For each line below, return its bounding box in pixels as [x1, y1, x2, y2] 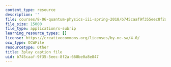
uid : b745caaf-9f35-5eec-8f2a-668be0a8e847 [5, 54, 99, 59]
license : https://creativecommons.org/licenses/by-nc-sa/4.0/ [5, 36, 140, 41]
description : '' [5, 12, 40, 17]
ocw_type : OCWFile [5, 40, 44, 45]
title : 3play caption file [5, 49, 63, 54]
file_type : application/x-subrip [5, 26, 76, 31]
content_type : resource [5, 7, 56, 13]
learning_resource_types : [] [5, 31, 67, 36]
